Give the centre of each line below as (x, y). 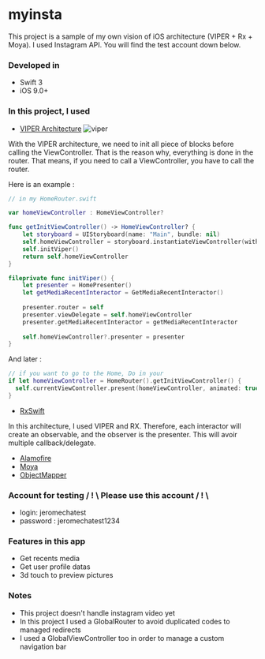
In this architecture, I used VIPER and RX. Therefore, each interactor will (125, 426)
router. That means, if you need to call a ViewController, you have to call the (131, 160)
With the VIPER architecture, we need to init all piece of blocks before (121, 144)
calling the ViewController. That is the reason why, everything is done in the (131, 152)
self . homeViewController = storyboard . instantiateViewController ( (134, 242)
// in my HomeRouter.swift (52, 199)
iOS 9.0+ (34, 91)
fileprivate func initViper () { (61, 278)
